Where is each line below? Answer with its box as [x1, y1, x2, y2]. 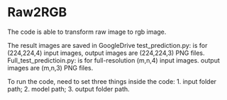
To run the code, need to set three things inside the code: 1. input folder [7, 77, 217, 85]
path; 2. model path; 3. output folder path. [7, 85, 130, 93]
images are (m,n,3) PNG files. [7, 63, 94, 72]
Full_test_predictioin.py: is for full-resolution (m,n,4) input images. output [7, 56, 220, 64]
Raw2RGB [7, 4, 67, 20]
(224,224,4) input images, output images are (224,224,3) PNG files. [7, 49, 205, 57]
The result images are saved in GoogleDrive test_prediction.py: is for [7, 41, 208, 49]
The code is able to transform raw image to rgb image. [7, 27, 167, 36]
